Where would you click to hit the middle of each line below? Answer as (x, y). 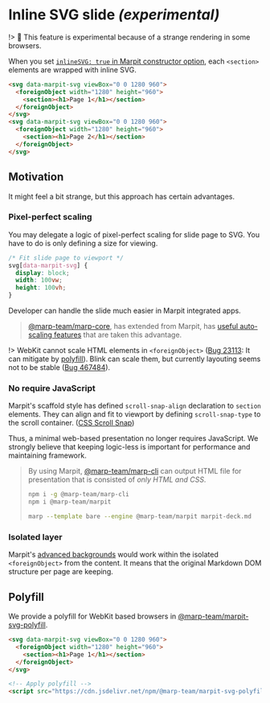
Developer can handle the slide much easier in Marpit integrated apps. (125, 310)
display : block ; (43, 273)
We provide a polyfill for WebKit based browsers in (92, 616)
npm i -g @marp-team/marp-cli (79, 495)
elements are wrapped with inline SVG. (72, 69)
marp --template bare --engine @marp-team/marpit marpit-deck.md (139, 516)
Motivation (36, 177)
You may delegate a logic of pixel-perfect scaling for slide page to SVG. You (134, 234)
